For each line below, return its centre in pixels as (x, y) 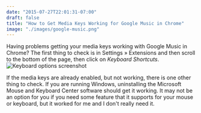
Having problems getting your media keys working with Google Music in (97, 46)
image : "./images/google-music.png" (53, 29)
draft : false (23, 18)
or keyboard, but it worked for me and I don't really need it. (80, 104)
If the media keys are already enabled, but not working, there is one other (99, 78)
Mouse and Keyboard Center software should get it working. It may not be (100, 91)
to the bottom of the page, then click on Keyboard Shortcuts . (83, 59)
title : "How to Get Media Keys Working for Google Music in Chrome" (95, 23)
